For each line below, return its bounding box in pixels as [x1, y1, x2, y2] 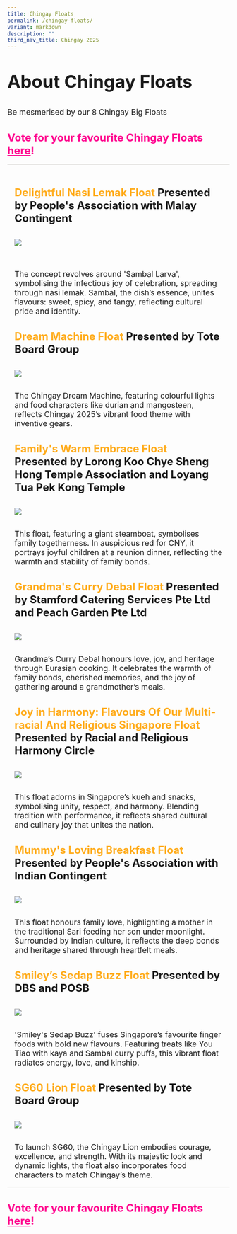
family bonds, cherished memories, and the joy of [14, 673, 196, 683]
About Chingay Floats [7, 70, 193, 93]
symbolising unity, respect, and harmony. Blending [14, 801, 200, 811]
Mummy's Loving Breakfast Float [14, 843, 184, 857]
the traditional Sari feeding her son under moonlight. [14, 927, 205, 937]
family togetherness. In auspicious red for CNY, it [14, 538, 194, 549]
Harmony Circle [14, 744, 95, 758]
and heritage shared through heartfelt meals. [14, 945, 178, 956]
